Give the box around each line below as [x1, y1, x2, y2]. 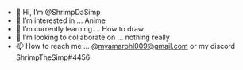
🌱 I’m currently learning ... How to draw [15, 24, 145, 33]
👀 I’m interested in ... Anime [15, 16, 106, 25]
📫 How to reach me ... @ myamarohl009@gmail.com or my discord [15, 42, 236, 50]
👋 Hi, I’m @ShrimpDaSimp [15, 8, 101, 17]
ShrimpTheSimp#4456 [15, 53, 91, 62]
